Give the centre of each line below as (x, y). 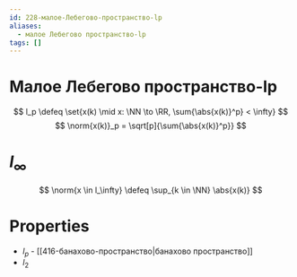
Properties (49, 226)
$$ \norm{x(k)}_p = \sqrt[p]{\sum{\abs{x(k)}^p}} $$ (151, 126)
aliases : (26, 26)
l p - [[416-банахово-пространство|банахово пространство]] (137, 252)
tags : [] (26, 43)
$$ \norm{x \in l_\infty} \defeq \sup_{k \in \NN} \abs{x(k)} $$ (151, 190)
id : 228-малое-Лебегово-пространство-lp (86, 17)
